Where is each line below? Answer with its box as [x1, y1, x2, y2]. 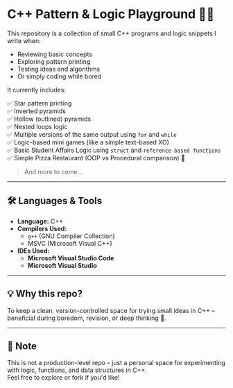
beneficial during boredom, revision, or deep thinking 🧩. [7, 314, 166, 322]
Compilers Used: [17, 224, 67, 233]
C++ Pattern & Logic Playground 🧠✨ [7, 6, 215, 22]
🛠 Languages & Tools [7, 195, 103, 207]
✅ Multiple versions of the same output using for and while [7, 130, 177, 138]
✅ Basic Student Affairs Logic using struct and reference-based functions [7, 146, 221, 154]
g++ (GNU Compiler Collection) [27, 232, 116, 240]
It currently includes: [7, 85, 67, 94]
